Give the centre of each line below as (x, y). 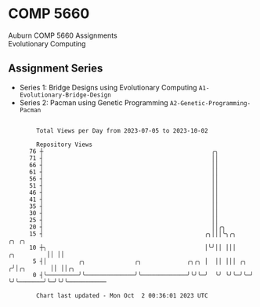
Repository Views (64, 144)
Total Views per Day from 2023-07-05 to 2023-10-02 (123, 130)
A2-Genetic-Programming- (210, 103)
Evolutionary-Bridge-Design (65, 95)
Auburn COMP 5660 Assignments (63, 35)
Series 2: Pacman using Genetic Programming (94, 102)
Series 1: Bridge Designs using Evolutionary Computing (108, 87)
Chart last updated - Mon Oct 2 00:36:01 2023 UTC (123, 295)
